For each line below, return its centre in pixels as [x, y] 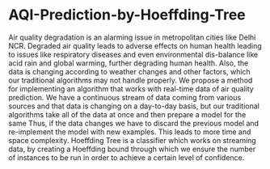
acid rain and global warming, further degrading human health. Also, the [129, 63]
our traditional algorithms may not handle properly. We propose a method [131, 80]
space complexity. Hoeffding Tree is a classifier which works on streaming [132, 140]
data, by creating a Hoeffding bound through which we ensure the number [132, 149]
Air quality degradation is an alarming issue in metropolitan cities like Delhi [132, 37]
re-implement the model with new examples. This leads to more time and [130, 132]
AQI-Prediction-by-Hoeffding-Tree [127, 15]
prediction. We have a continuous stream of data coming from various [125, 97]
